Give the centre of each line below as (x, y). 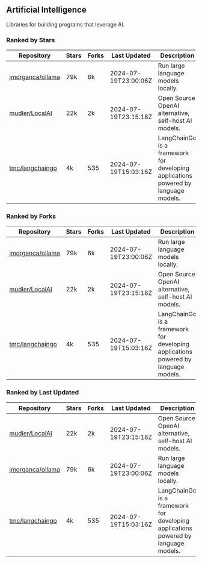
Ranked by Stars (31, 40)
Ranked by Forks (31, 216)
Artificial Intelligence (46, 10)
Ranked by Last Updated (43, 393)
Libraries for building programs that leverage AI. (66, 24)
